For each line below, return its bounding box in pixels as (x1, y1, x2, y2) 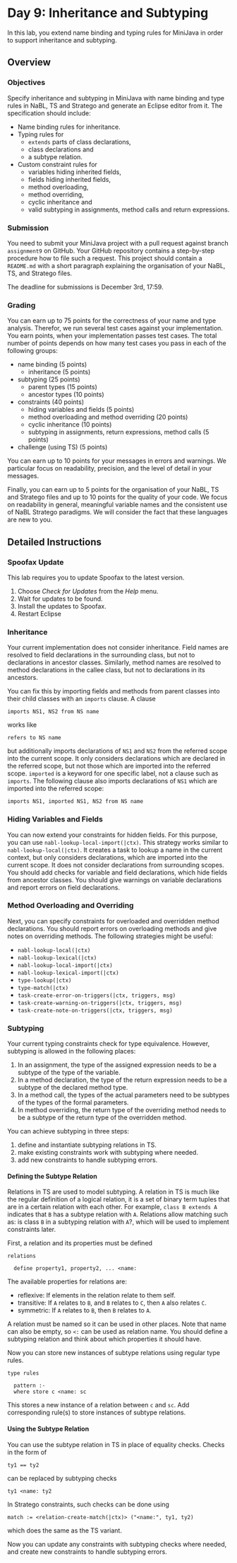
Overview (7, 57, 51, 69)
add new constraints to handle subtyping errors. (17, 1155, 158, 1165)
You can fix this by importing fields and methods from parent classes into (7, 687, 220, 696)
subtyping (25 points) (17, 375, 80, 383)
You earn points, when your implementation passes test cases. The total (7, 331, 217, 340)
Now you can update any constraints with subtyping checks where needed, (7, 1540, 227, 1548)
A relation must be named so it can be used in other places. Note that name (7, 1320, 227, 1328)
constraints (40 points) (17, 398, 85, 406)
